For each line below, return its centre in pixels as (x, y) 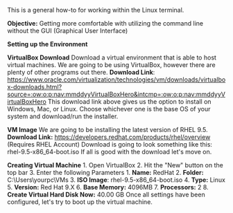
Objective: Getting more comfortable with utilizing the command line (105, 23)
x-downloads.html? (35, 87)
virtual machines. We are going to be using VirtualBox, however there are (112, 65)
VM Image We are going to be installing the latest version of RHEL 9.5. (107, 130)
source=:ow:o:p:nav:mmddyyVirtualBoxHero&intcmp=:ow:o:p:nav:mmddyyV (116, 94)
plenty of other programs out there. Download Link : (81, 72)
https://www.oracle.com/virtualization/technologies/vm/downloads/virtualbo (116, 80)
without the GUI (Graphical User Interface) (68, 31)
